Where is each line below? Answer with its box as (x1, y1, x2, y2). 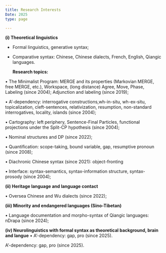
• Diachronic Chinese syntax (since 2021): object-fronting (5, 159, 123, 165)
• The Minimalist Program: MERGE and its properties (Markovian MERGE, (5, 78, 155, 85)
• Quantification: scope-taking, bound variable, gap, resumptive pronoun (5, 144, 155, 150)
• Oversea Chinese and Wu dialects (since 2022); (5, 193, 107, 199)
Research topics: (12, 69, 49, 75)
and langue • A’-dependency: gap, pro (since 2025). (5, 233, 113, 239)
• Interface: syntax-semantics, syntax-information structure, (5, 168, 129, 175)
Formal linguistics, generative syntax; (12, 44, 89, 50)
